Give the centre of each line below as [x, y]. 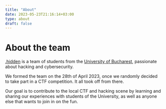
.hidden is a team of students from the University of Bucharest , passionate [81, 62]
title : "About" [21, 10]
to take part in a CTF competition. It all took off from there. [65, 81]
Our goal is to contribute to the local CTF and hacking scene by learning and [83, 91]
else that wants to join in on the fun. [42, 102]
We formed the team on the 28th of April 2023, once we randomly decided [81, 76]
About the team [38, 48]
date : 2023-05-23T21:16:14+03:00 [40, 14]
